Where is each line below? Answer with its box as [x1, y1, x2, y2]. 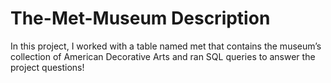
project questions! [10, 61, 85, 73]
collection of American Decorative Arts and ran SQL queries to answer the [10, 50, 316, 62]
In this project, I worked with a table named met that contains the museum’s [10, 40, 322, 52]
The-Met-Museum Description [10, 7, 271, 30]
